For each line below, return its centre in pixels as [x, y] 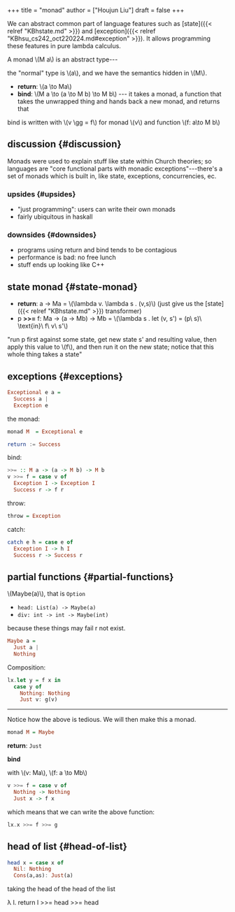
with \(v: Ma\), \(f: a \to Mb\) [47, 773]
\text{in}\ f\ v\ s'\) [43, 326]
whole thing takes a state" [45, 354]
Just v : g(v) [39, 700]
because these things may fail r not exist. [66, 628]
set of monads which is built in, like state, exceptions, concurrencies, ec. [112, 176]
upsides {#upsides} [42, 194]
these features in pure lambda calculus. [64, 46]
